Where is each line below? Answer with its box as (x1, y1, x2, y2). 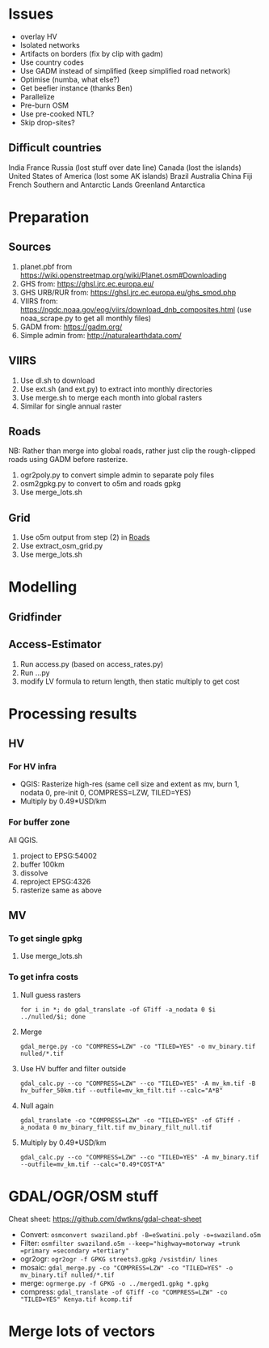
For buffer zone (8, 816, 70, 828)
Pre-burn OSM (19, 100, 69, 110)
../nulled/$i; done (19, 1012, 86, 1020)
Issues (8, 5, 54, 23)
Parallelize (19, 91, 55, 101)
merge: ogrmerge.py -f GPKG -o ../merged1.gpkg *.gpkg (19, 1278, 209, 1287)
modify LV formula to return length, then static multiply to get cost (19, 676, 240, 686)
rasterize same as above (19, 885, 103, 895)
